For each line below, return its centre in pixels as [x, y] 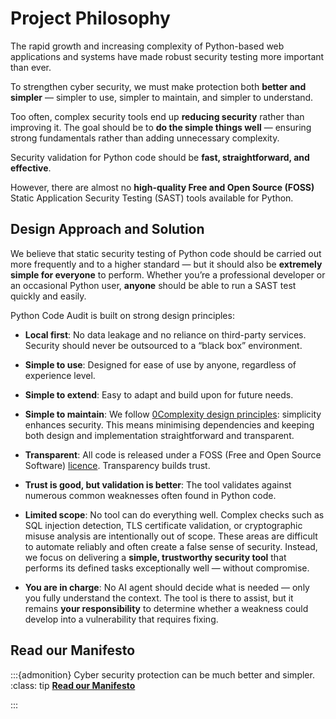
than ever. [31, 67]
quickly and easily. [48, 296]
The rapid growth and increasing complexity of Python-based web [147, 46]
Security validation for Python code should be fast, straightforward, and [160, 157]
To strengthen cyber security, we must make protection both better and [158, 86]
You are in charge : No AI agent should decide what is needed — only [167, 587]
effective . [31, 168]
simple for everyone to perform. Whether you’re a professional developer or [168, 274]
